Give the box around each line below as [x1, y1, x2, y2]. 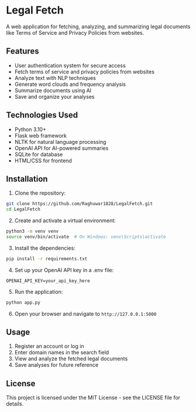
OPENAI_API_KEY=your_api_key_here [6, 277, 91, 284]
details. [6, 400, 24, 407]
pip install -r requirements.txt [6, 256, 88, 262]
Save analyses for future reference [14, 361, 98, 369]
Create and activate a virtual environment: [14, 217, 116, 224]
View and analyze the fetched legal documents [14, 355, 128, 362]
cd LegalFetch [6, 206, 41, 212]
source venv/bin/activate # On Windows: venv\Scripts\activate [6, 234, 166, 240]
